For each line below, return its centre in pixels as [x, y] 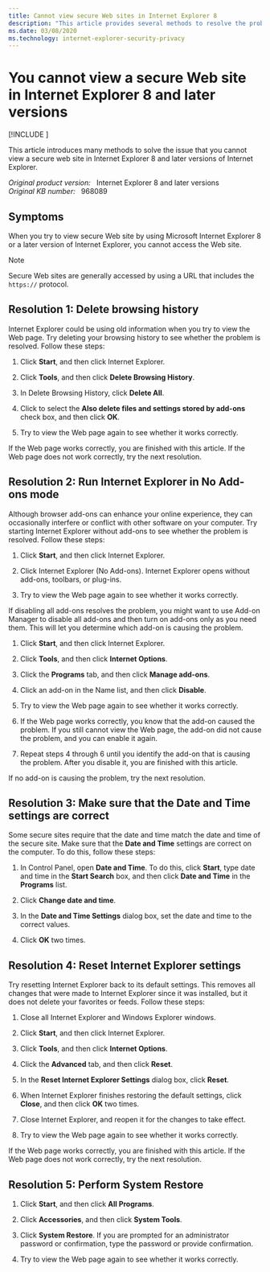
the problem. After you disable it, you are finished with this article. [129, 762]
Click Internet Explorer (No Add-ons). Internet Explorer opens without [135, 570]
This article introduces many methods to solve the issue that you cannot [128, 150]
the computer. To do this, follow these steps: [82, 852]
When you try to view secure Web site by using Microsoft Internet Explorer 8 [135, 236]
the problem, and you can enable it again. [89, 738]
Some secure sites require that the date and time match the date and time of [135, 835]
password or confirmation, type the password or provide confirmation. [136, 1244]
